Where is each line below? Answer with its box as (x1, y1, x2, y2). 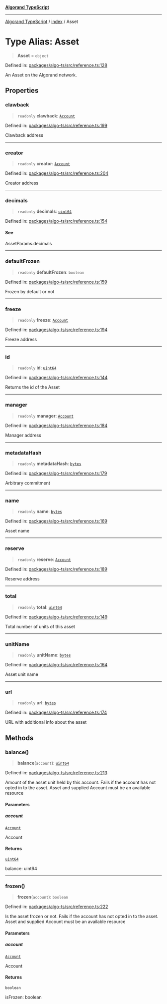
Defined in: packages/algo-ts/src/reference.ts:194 (5, 327, 108, 333)
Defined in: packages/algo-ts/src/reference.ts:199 (5, 122, 108, 128)
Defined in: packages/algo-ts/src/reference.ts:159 (5, 279, 108, 285)
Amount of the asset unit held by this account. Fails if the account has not (5, 779, 156, 786)
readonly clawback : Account (17, 112, 76, 119)
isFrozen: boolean (5, 994, 42, 1000)
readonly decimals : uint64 (17, 208, 72, 214)
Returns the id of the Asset (5, 384, 60, 390)
